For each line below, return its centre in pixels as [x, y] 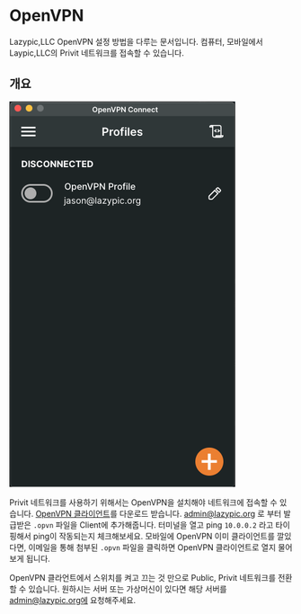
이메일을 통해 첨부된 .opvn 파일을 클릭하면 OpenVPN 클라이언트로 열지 [152, 547]
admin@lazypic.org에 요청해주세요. [73, 600]
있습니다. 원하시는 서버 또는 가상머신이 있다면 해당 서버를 [128, 589]
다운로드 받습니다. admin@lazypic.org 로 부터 [200, 513]
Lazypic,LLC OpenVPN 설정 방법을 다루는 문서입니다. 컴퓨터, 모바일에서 [136, 41]
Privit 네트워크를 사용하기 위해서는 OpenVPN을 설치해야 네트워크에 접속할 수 [143, 502]
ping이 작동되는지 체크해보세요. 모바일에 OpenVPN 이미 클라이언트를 [154, 536]
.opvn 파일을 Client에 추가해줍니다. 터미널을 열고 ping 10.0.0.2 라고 [153, 525]
